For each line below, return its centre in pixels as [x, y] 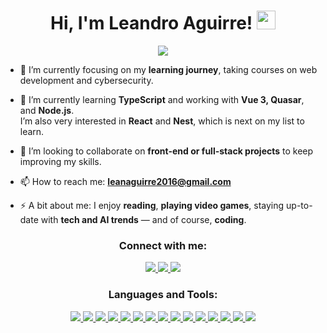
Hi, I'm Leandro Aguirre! [151, 23]
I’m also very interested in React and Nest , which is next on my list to [162, 121]
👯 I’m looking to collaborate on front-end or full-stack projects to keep [166, 151]
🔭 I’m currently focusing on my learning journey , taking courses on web [168, 69]
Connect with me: [163, 245]
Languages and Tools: [163, 295]
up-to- [299, 205]
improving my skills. [60, 161]
